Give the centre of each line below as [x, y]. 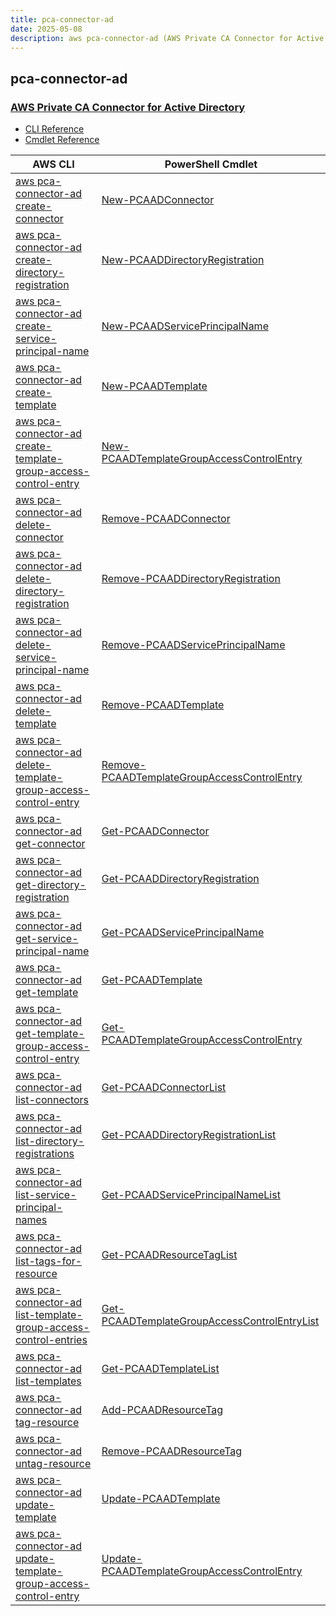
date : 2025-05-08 [46, 29]
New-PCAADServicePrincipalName [185, 326]
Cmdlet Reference [62, 140]
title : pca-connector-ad [62, 19]
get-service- [47, 939]
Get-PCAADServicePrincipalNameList [191, 1195]
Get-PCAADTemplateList [160, 1369]
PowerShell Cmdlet [211, 164]
